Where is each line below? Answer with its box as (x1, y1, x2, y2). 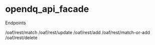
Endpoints (5, 20, 26, 26)
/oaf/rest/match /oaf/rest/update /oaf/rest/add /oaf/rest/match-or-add (5, 29, 150, 35)
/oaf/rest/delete (5, 35, 38, 41)
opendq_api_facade (5, 3, 89, 15)
